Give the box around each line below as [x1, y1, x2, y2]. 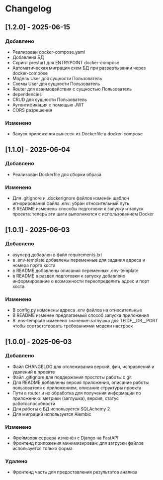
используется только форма [12, 446, 73, 452]
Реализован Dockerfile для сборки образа [12, 171, 102, 177]
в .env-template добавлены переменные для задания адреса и [12, 257, 146, 263]
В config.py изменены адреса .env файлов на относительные [12, 307, 143, 313]
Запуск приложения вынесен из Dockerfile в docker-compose [12, 131, 143, 137]
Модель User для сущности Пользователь [12, 75, 102, 81]
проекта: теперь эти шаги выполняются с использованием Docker [12, 211, 154, 217]
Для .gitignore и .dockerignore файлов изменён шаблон [12, 195, 129, 201]
